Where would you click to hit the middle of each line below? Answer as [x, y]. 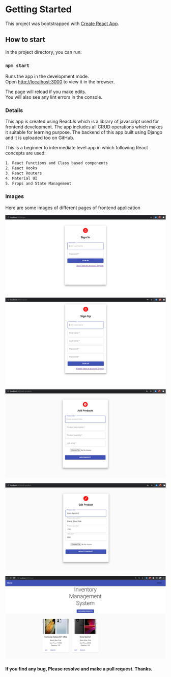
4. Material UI [21, 178]
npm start [17, 65]
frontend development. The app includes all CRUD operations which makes [84, 127]
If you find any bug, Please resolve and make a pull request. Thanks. [79, 669]
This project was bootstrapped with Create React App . [62, 24]
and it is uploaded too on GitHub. [40, 138]
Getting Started [39, 9]
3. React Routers [24, 173]
